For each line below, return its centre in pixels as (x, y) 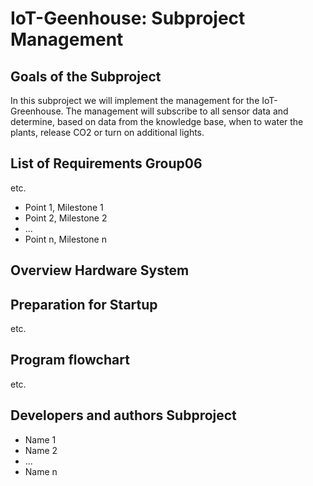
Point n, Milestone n (65, 239)
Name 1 (40, 439)
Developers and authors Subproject (123, 415)
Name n (41, 471)
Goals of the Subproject (86, 76)
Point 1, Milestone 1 (64, 207)
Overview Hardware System (100, 270)
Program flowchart (70, 360)
